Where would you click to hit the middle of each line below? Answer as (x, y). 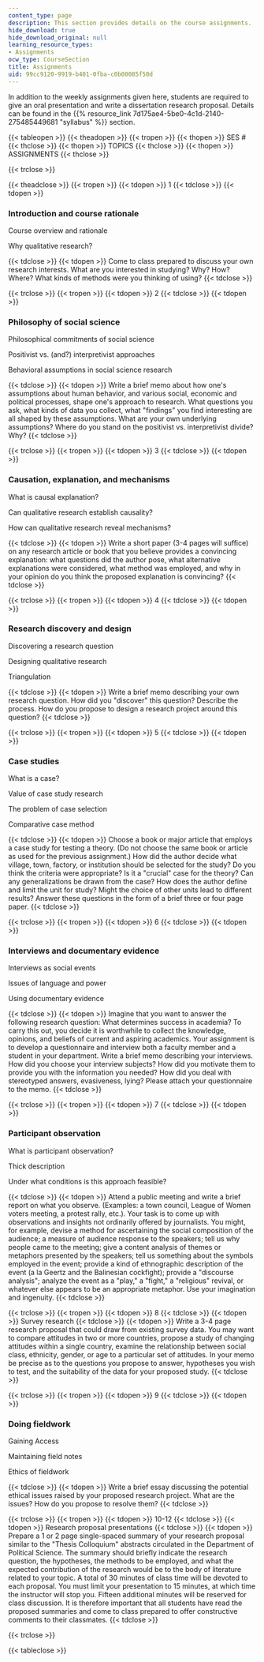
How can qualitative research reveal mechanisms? (90, 527)
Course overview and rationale (58, 231)
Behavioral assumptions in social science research (90, 370)
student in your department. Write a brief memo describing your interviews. (131, 1056)
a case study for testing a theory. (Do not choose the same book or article (128, 848)
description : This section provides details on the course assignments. (130, 23)
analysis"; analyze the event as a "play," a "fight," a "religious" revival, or (126, 1281)
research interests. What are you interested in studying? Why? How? (119, 269)
